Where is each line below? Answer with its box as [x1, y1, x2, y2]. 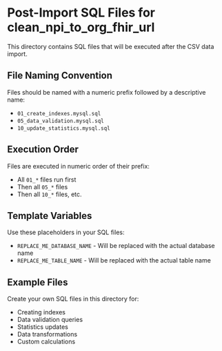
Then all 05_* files [17, 182, 68, 191]
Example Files [7, 276, 68, 288]
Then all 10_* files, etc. [17, 190, 82, 198]
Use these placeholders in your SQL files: [7, 228, 125, 236]
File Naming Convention [7, 70, 112, 82]
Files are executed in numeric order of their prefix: [7, 162, 150, 170]
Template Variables [7, 209, 92, 222]
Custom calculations [17, 337, 76, 346]
